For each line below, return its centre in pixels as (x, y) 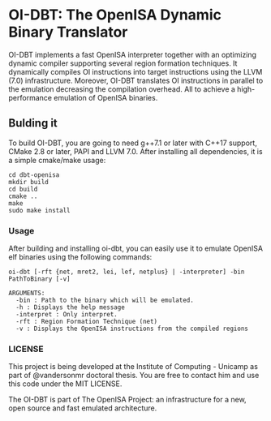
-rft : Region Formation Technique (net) (87, 322)
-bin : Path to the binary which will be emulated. (105, 301)
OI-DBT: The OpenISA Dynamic (115, 15)
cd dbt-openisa (34, 175)
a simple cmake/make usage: (57, 160)
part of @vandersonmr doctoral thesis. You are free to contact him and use (134, 376)
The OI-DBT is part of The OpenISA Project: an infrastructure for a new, (127, 400)
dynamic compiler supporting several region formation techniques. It (123, 63)
